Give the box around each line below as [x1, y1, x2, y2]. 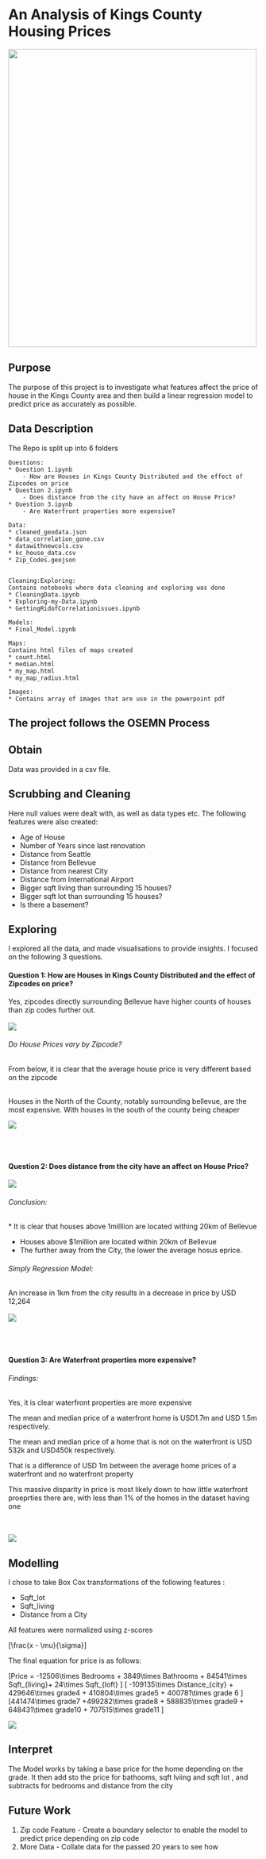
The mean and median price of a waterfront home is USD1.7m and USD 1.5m [8, 1414, 258, 1423]
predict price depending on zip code [19, 1833, 140, 1843]
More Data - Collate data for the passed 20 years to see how [19, 1842, 218, 1851]
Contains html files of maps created [8, 646, 133, 654]
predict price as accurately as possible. [8, 399, 137, 408]
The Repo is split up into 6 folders [8, 443, 119, 453]
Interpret [8, 1743, 53, 1757]
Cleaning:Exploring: [8, 577, 77, 584]
